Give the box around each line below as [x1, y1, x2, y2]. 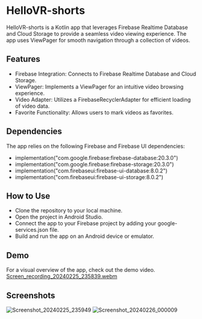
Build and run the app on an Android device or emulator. [14, 232, 154, 240]
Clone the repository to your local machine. [14, 207, 122, 214]
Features [6, 54, 40, 64]
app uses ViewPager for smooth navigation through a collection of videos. [6, 36, 191, 44]
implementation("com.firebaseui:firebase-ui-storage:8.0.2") [14, 173, 164, 180]
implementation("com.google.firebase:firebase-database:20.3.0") [14, 154, 178, 161]
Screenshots [6, 290, 55, 300]
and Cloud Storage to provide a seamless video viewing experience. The [6, 30, 187, 37]
